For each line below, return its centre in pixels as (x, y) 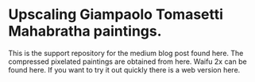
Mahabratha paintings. (85, 31)
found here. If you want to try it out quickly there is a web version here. (124, 69)
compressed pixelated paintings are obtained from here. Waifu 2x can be (128, 61)
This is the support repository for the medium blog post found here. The (126, 53)
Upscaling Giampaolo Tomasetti (116, 15)
